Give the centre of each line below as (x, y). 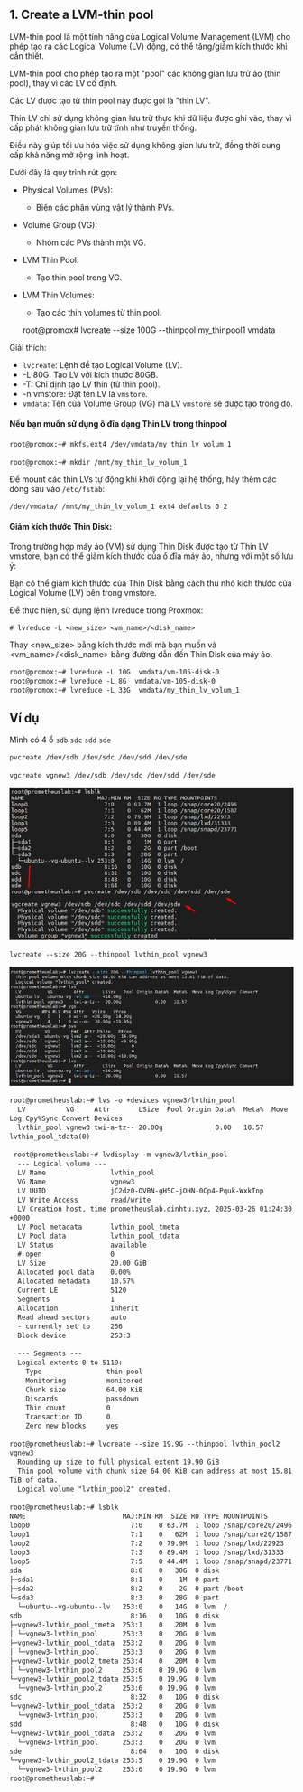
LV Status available (82, 1245)
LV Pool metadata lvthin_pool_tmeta (98, 1227)
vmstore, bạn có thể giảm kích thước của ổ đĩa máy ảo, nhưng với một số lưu (151, 556)
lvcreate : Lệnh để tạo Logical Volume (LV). (102, 364)
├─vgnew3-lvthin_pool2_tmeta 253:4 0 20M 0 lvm (113, 1661)
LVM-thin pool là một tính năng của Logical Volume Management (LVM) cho (150, 36)
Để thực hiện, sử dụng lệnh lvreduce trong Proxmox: (106, 610)
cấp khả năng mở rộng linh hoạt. (69, 155)
